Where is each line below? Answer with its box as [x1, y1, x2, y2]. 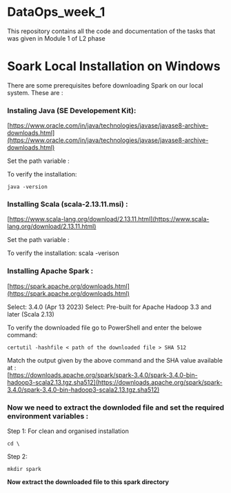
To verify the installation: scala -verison [7, 249, 119, 257]
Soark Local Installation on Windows [7, 59, 221, 74]
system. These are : [7, 88, 63, 97]
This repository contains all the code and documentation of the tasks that [7, 27, 216, 35]
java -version [7, 183, 48, 190]
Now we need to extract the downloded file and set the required [7, 403, 225, 412]
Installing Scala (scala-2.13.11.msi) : [7, 199, 128, 209]
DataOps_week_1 [7, 4, 106, 20]
